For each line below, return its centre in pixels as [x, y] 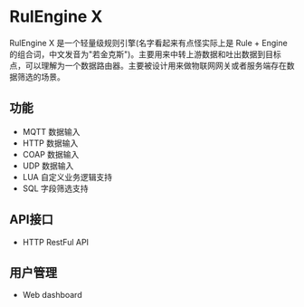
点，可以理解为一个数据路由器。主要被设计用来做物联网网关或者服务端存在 [148, 65]
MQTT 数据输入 [51, 131]
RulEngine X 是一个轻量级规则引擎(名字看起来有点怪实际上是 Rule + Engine [148, 43]
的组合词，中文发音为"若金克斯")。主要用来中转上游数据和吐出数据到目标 [146, 54]
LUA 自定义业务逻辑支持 [67, 177]
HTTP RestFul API [55, 242]
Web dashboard [52, 295]
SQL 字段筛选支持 [55, 188]
